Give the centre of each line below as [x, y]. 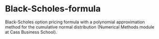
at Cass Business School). [31, 32]
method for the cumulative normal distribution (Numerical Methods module [80, 27]
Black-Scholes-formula [53, 9]
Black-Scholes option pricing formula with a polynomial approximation [75, 22]
